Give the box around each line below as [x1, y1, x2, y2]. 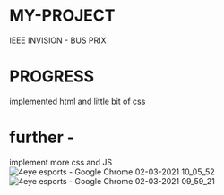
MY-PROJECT [9, 5, 116, 26]
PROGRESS [9, 66, 95, 87]
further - [9, 127, 75, 148]
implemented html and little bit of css [9, 96, 146, 106]
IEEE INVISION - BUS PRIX [9, 35, 107, 46]
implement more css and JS [9, 157, 113, 167]
